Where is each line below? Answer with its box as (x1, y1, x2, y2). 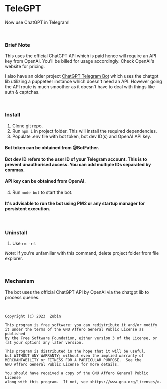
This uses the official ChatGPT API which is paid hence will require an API (5, 53, 156, 59)
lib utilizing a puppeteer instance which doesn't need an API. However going (5, 78, 162, 85)
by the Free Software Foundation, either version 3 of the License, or (5, 335, 157, 341)
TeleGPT (5, 3, 41, 14)
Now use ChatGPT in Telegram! (5, 19, 70, 25)
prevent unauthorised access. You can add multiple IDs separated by (5, 161, 151, 167)
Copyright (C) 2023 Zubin (5, 314, 61, 319)
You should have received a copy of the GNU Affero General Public (5, 370, 149, 376)
